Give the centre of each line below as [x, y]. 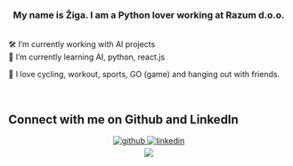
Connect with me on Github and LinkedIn [124, 119]
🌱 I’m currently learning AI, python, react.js [87, 57]
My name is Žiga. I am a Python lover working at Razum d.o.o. [149, 15]
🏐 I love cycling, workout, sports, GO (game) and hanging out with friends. [144, 75]
